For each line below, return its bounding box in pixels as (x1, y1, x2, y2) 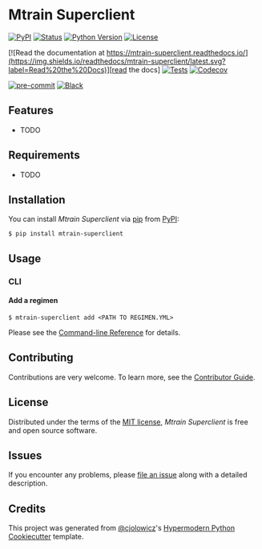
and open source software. (8, 425, 98, 435)
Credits (8, 502, 46, 515)
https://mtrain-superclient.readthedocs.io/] (107, 47, 248, 57)
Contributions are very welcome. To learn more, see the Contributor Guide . (8, 372, 256, 382)
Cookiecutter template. (8, 532, 84, 542)
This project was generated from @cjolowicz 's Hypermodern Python (8, 523, 235, 533)
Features (8, 104, 54, 117)
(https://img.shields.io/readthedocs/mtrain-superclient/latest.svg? (8, 56, 226, 66)
